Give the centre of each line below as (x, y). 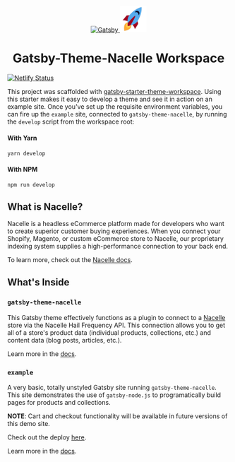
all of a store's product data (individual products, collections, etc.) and (109, 332)
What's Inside (38, 282)
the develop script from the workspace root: (71, 122)
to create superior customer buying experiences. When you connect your (114, 231)
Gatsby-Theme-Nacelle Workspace (119, 58)
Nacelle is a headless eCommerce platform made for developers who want (116, 224)
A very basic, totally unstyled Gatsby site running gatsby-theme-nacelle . (112, 388)
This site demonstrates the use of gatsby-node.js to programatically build (114, 395)
